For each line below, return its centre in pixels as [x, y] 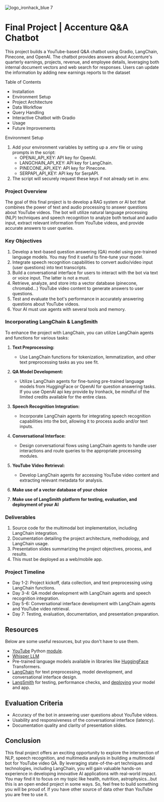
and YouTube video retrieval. [41, 609]
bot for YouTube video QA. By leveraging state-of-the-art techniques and [79, 763]
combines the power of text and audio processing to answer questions [76, 207]
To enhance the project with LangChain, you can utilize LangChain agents [79, 333]
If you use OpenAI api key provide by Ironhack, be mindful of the [84, 392]
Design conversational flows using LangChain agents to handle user [88, 445]
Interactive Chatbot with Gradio [44, 118]
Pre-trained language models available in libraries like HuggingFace [80, 661]
